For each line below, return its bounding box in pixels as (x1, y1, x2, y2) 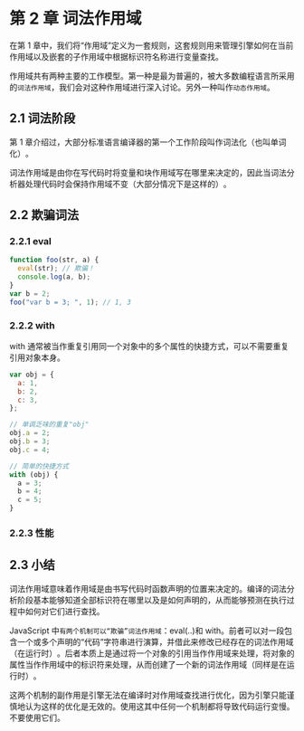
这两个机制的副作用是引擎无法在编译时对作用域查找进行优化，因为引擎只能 (9, 689, 287, 700)
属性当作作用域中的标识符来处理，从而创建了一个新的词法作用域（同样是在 (9, 659, 287, 669)
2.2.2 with (9, 318, 56, 331)
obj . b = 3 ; (9, 437, 51, 446)
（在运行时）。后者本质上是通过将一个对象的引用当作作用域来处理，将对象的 (9, 648, 295, 659)
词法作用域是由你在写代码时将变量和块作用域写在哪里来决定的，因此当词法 (9, 166, 287, 177)
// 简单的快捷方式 (9, 461, 70, 470)
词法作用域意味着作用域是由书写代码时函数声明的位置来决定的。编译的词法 (9, 583, 287, 593)
